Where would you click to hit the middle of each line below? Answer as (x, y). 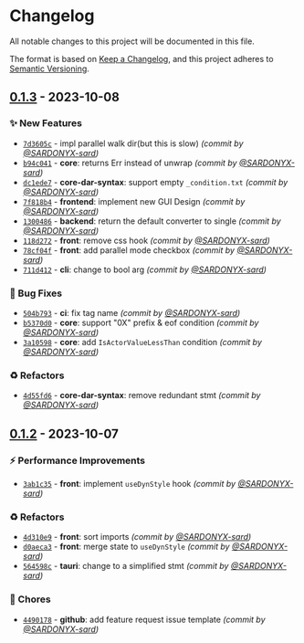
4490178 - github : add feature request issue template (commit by (144, 619)
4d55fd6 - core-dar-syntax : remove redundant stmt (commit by (142, 395)
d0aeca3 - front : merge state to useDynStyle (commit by (126, 547)
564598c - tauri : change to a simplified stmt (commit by (126, 566)
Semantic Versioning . (49, 69)
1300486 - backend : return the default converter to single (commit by (152, 221)
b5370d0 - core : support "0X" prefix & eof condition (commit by (141, 322)
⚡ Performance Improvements (78, 460)
